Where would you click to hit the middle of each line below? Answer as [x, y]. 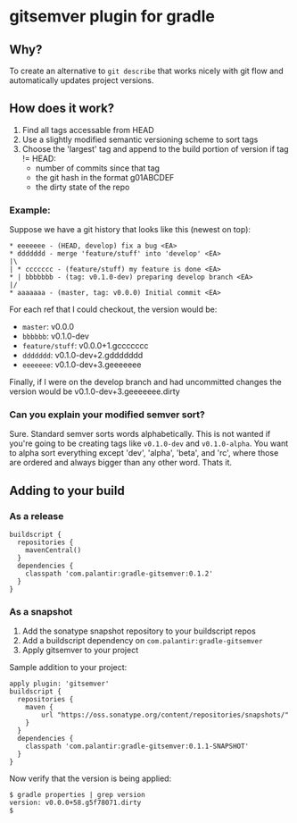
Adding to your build [67, 490]
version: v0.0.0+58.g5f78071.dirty [75, 803]
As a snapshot [41, 612]
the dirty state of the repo [82, 187]
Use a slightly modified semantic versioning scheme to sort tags [140, 139]
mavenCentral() [54, 550]
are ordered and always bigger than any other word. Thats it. [120, 463]
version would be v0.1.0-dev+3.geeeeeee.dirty [95, 391]
